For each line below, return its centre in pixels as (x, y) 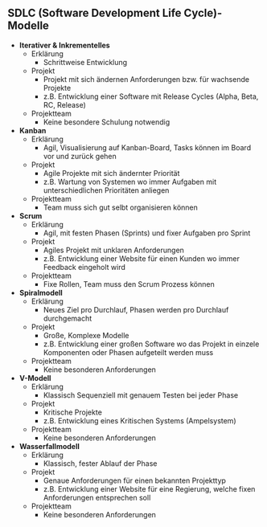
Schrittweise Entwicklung (85, 62)
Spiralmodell (41, 292)
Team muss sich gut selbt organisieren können (120, 207)
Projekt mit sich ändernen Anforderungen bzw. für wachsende (146, 79)
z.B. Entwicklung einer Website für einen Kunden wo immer (142, 258)
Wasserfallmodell (49, 446)
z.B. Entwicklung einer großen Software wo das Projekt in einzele (151, 344)
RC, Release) (64, 104)
